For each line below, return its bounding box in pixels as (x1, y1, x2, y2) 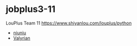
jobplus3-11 (6, 3, 56, 15)
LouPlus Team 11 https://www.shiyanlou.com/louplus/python (6, 20, 132, 26)
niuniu (13, 29, 26, 35)
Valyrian (13, 35, 30, 41)
